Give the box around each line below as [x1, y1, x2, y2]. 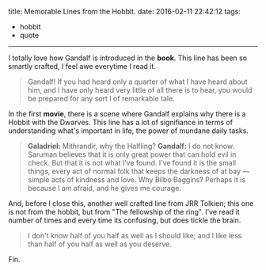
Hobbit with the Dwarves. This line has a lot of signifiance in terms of [8, 118, 234, 127]
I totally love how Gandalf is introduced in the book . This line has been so [8, 53, 248, 63]
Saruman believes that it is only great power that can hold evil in [27, 150, 237, 159]
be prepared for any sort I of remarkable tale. [27, 94, 176, 103]
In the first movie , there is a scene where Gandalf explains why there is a [8, 109, 246, 118]
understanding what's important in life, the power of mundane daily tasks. [8, 126, 249, 135]
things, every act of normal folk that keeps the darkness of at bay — [27, 166, 250, 176]
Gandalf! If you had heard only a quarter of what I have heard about [27, 77, 248, 86]
